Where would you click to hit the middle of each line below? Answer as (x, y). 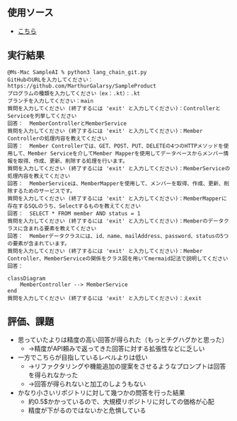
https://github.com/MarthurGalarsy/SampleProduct (82, 86)
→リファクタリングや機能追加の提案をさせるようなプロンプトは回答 (127, 367)
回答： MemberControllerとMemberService (67, 123)
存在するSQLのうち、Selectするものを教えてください (74, 206)
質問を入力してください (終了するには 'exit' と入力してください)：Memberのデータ (116, 221)
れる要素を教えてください (65, 228)
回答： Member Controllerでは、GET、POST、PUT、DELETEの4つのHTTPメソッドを (116, 146)
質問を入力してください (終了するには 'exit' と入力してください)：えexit (104, 298)
